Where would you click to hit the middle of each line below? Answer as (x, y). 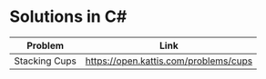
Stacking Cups (46, 61)
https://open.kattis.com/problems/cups (169, 61)
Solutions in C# (68, 17)
